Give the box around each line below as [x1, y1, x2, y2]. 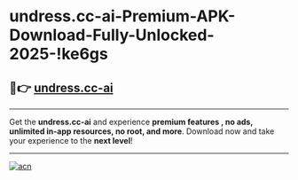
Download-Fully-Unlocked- [9, 25, 215, 45]
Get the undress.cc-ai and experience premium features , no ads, [9, 117, 254, 127]
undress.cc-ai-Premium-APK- [9, 6, 236, 27]
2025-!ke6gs [9, 44, 108, 64]
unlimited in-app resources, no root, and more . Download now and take [9, 126, 275, 137]
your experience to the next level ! [9, 136, 133, 145]
